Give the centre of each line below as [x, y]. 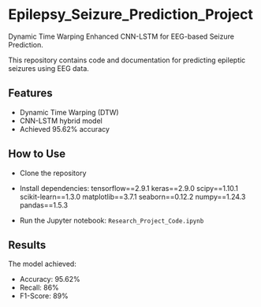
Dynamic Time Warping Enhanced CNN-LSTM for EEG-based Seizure [121, 36]
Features [30, 94]
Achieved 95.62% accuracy [65, 129]
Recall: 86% [39, 288]
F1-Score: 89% [44, 296]
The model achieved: [42, 264]
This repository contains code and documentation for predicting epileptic [127, 60]
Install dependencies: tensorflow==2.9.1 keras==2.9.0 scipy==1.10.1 [129, 188]
